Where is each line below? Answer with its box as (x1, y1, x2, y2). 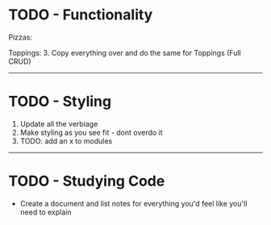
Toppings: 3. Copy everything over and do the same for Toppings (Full (8, 48, 241, 57)
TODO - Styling (8, 93, 111, 110)
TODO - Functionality (8, 6, 153, 24)
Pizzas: (8, 32, 33, 42)
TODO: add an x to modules (19, 135, 113, 146)
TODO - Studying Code (8, 172, 165, 190)
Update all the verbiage (19, 119, 98, 128)
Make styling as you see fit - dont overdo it (19, 127, 163, 137)
